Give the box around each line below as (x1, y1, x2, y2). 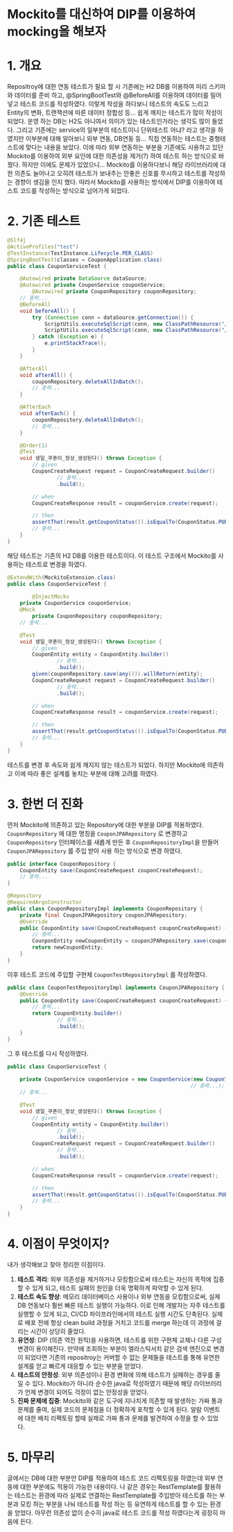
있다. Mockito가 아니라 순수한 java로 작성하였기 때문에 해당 (32, 1379, 193, 1388)
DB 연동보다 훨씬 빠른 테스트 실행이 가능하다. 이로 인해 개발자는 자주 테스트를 (17, 1301, 225, 1309)
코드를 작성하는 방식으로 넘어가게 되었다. (19, 187, 130, 195)
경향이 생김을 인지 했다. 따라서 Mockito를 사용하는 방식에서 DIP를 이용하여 (14, 178, 216, 186)
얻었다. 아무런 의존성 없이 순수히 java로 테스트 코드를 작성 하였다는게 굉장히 (14, 1508, 218, 1517)
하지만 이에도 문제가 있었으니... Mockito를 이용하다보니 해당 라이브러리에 (21, 160, 218, 169)
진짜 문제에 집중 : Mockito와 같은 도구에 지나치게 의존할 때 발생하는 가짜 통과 (17, 1397, 223, 1405)
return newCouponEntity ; (32, 944, 104, 951)
